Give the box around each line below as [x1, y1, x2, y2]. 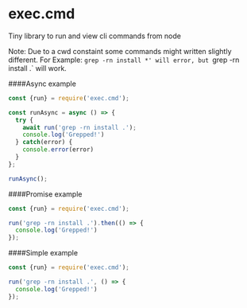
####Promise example [8, 189, 83, 199]
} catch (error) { [15, 138, 73, 146]
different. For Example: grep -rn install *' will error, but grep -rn [8, 55, 240, 64]
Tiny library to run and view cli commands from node [8, 31, 181, 41]
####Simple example [8, 248, 78, 258]
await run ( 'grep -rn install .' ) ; [22, 123, 137, 131]
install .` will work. [8, 63, 68, 72]
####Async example [8, 79, 77, 88]
